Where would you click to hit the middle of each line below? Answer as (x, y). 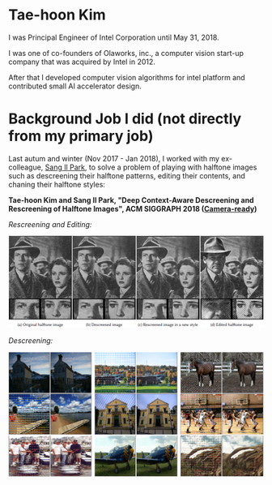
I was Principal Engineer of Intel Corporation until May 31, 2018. (114, 37)
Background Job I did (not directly (125, 119)
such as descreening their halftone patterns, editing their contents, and (127, 175)
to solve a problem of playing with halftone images (173, 167)
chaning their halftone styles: (57, 184)
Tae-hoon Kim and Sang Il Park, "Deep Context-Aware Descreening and (131, 200)
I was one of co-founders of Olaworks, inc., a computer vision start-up (126, 53)
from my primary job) (81, 136)
